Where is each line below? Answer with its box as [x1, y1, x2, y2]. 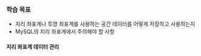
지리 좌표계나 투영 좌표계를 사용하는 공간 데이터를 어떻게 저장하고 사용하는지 [15, 20, 196, 28]
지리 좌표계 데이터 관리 [6, 43, 60, 50]
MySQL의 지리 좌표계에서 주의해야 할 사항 [15, 28, 115, 35]
